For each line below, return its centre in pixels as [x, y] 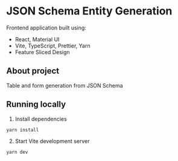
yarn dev [17, 152]
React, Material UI [37, 39]
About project [33, 71]
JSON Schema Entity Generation [89, 11]
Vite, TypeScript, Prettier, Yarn [52, 46]
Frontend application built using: [46, 28]
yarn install [23, 130]
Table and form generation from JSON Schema [65, 85]
